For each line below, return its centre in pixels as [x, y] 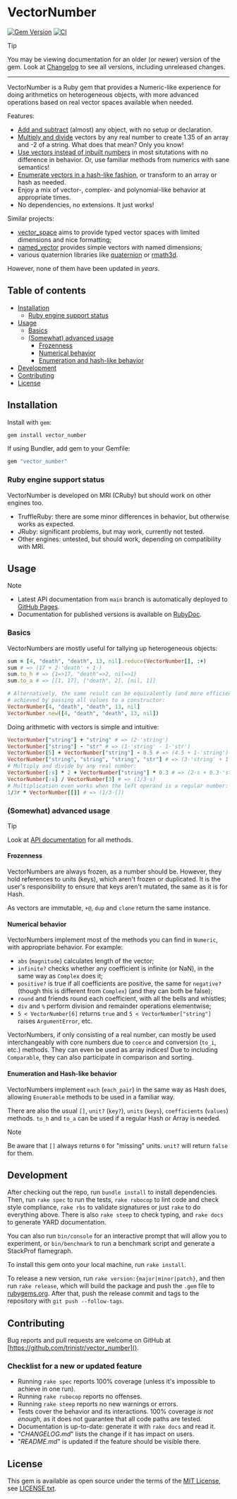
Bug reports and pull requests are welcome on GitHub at [89, 1341]
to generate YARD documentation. [57, 1222]
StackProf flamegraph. [40, 1251]
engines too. [25, 502]
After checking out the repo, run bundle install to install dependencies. [112, 1192]
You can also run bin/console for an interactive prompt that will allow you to [117, 1236]
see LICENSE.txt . [32, 1488]
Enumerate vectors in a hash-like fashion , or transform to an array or [117, 175]
